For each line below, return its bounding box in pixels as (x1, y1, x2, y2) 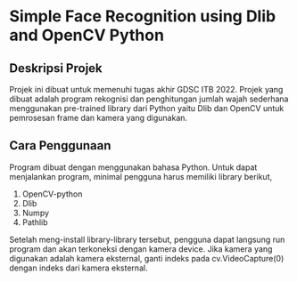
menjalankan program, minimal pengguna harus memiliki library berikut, (9, 171, 273, 181)
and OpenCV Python (9, 25, 165, 45)
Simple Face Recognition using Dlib (9, 6, 276, 27)
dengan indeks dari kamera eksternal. (9, 262, 149, 273)
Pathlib (21, 216, 48, 228)
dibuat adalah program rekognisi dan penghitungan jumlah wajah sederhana (9, 93, 289, 104)
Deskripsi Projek (9, 60, 103, 76)
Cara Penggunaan (9, 138, 111, 153)
